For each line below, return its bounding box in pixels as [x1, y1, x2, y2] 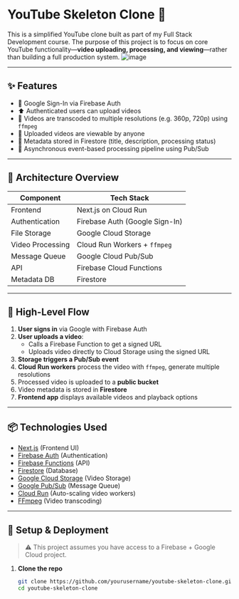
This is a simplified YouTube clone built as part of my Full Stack [7, 30, 193, 38]
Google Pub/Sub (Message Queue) [17, 481, 121, 490]
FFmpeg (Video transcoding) [17, 496, 102, 505]
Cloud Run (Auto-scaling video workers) [17, 489, 137, 498]
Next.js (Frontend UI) [17, 444, 80, 452]
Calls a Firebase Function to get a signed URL [28, 340, 162, 348]
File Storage [11, 228, 51, 238]
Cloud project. [24, 551, 67, 558]
